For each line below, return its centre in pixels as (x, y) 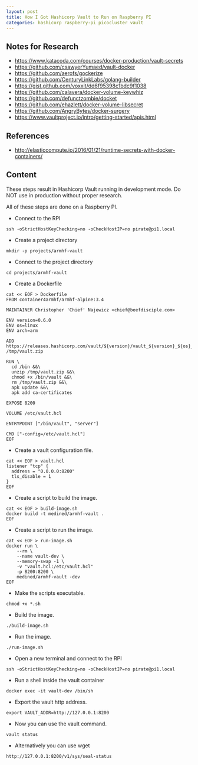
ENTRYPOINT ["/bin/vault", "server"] (52, 424)
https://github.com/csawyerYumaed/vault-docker (75, 67)
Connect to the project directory (54, 262)
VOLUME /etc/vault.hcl (34, 413)
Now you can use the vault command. (61, 724)
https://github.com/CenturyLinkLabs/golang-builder (77, 80)
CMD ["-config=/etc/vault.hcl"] (46, 434)
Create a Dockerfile (38, 284)
